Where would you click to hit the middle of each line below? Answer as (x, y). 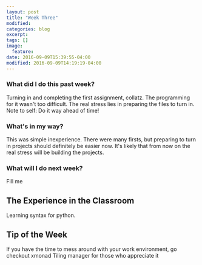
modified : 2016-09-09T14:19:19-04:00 (54, 63)
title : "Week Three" (32, 18)
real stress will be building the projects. (55, 152)
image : (15, 46)
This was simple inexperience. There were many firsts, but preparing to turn (101, 140)
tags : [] (17, 40)
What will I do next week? (45, 168)
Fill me (15, 182)
